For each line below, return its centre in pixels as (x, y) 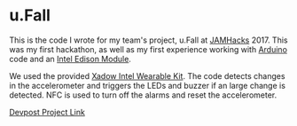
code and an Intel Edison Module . (70, 59)
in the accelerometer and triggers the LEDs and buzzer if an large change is (148, 85)
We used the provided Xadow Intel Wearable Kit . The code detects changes (147, 75)
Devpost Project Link (47, 112)
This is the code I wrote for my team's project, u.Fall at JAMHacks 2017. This (148, 40)
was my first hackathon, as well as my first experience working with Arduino (148, 49)
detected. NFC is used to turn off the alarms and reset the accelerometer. (143, 95)
